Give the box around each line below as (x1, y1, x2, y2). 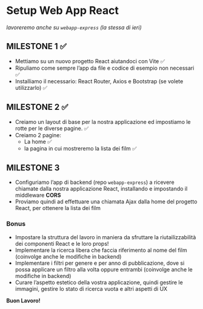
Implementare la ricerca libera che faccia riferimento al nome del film (15, 246, 187, 254)
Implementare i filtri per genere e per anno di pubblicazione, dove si (15, 259, 185, 267)
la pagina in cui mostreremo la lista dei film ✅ (24, 144, 138, 152)
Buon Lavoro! (6, 297, 41, 304)
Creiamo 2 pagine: (15, 131, 62, 138)
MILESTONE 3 (6, 162, 60, 173)
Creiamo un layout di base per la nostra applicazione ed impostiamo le (15, 118, 191, 125)
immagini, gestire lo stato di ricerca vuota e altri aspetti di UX (15, 285, 168, 292)
